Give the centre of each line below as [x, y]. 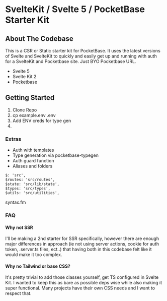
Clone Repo [25, 110]
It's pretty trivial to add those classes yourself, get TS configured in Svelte [82, 277]
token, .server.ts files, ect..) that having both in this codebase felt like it [78, 249]
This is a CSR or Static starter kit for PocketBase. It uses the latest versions [83, 51]
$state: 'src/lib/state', [32, 184]
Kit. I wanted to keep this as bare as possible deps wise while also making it [84, 283]
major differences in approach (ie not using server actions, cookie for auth [82, 244]
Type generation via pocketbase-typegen [56, 155]
